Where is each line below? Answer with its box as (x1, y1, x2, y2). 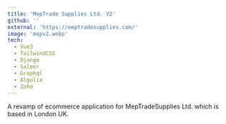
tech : (7, 37, 23, 44)
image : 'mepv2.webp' (7, 30, 69, 38)
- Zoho (14, 83, 33, 90)
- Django (14, 57, 40, 64)
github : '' (7, 17, 40, 24)
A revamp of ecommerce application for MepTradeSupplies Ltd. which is (7, 102, 219, 111)
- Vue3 (14, 43, 33, 50)
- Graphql (14, 69, 43, 77)
